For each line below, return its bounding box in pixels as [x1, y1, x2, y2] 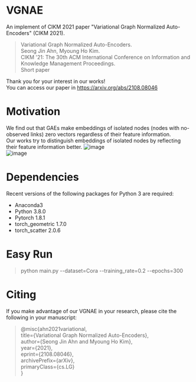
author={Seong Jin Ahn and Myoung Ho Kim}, [20, 338, 133, 345]
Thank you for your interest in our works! [6, 78, 106, 85]
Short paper [20, 66, 50, 73]
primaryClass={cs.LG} [20, 363, 75, 370]
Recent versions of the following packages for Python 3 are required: [6, 190, 174, 197]
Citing [6, 288, 37, 301]
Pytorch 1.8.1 [14, 214, 45, 221]
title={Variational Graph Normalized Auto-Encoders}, [20, 332, 149, 339]
